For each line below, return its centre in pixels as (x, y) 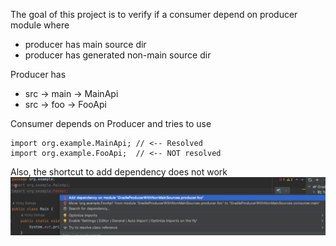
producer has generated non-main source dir (118, 55)
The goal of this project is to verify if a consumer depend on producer (154, 14)
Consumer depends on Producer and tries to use (111, 123)
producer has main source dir (85, 44)
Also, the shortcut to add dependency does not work (119, 172)
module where (40, 25)
